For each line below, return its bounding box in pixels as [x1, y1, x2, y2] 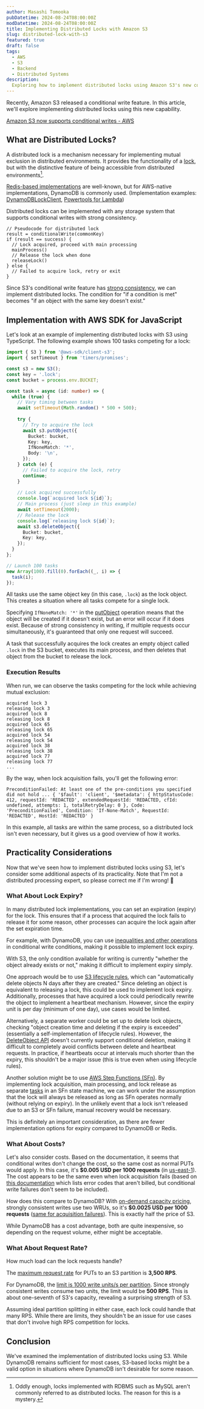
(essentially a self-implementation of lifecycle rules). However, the [6, 1030, 172, 1037]
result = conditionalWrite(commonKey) [6, 231, 104, 237]
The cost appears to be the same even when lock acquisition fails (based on [6, 1173, 197, 1180]
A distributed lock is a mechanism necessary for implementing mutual [6, 151, 181, 158]
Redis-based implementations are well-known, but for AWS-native [6, 183, 172, 190]
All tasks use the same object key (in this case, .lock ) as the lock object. [6, 590, 188, 598]
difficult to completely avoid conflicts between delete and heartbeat [6, 1043, 176, 1050]
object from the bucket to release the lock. [6, 653, 113, 660]
